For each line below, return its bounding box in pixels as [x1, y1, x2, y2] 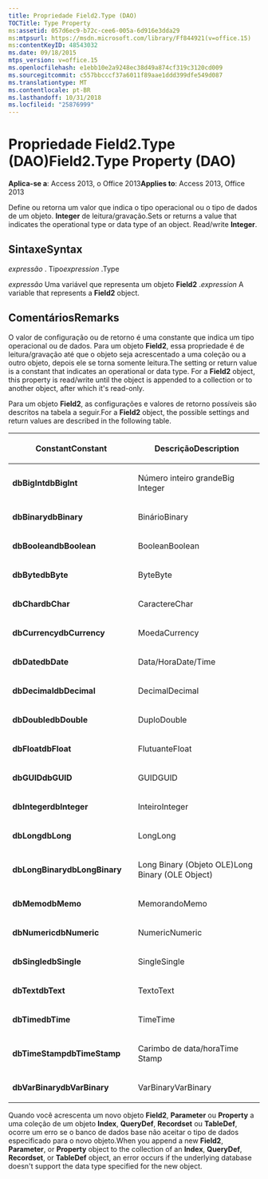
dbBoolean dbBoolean [12, 540, 97, 552]
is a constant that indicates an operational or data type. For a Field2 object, [8, 366, 255, 376]
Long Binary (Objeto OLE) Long [138, 858, 254, 870]
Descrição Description [154, 443, 239, 454]
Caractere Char [138, 598, 194, 609]
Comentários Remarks [8, 311, 120, 325]
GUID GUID [138, 772, 178, 783]
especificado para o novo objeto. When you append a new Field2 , [8, 1136, 223, 1145]
